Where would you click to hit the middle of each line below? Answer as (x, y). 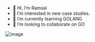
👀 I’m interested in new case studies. (51, 13)
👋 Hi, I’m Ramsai (30, 8)
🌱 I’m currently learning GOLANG (47, 19)
